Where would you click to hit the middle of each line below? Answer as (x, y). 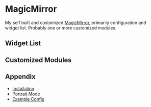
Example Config (28, 99)
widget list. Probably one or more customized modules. (61, 27)
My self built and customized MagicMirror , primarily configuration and (75, 23)
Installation (23, 88)
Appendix (20, 77)
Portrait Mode (26, 94)
